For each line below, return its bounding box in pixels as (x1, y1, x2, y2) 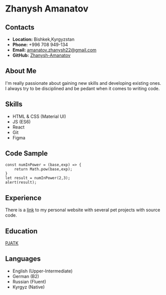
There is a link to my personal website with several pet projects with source (5, 207, 160, 213)
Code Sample (5, 149, 48, 158)
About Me (5, 67, 36, 75)
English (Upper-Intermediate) (12, 268, 73, 274)
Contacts (5, 23, 35, 32)
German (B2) (12, 273, 39, 279)
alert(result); (5, 180, 37, 185)
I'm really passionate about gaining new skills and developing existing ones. (5, 80, 161, 86)
